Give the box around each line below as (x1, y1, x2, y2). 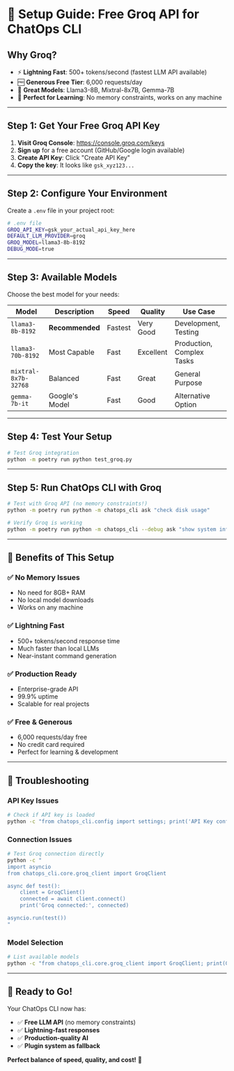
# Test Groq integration (7, 449, 79, 456)
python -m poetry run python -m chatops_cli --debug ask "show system (7, 525, 217, 533)
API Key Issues (7, 796, 59, 806)
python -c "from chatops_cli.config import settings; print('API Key (7, 817, 214, 825)
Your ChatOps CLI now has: (7, 1004, 87, 1012)
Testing (174, 327, 199, 337)
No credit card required (17, 741, 85, 749)
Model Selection (7, 938, 64, 947)
